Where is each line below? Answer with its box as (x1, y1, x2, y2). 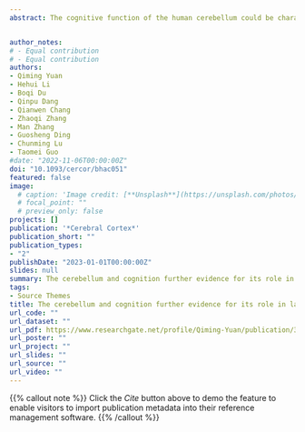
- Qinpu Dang (9, 96, 59, 105)
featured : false (9, 173, 71, 182)
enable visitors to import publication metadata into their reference (9, 402, 255, 413)
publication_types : (9, 240, 84, 250)
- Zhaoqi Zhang (9, 114, 67, 123)
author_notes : (9, 37, 64, 46)
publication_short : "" (9, 232, 95, 241)
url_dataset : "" (9, 316, 71, 326)
